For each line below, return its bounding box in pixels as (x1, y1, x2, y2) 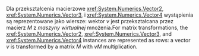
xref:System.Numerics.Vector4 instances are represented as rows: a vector (6, 37, 191, 43)
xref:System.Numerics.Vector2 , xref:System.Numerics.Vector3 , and (6, 30, 172, 38)
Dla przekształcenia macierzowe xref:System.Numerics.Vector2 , (6, 5, 164, 12)
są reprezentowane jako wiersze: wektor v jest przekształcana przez (6, 18, 174, 24)
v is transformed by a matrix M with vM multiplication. (6, 43, 138, 50)
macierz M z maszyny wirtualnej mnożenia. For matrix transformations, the (6, 24, 188, 31)
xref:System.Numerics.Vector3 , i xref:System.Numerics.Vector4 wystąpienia (6, 11, 194, 18)
